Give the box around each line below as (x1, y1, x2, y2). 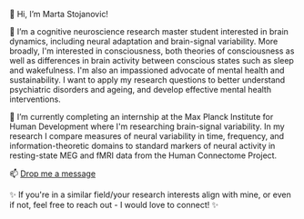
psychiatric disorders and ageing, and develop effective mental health (9, 85, 271, 95)
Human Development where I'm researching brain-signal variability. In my (9, 121, 285, 132)
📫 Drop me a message (9, 168, 96, 179)
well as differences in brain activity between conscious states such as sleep (9, 55, 294, 65)
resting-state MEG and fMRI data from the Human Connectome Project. (9, 150, 278, 161)
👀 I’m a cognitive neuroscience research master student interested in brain (9, 26, 289, 36)
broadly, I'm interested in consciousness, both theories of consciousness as (9, 45, 295, 56)
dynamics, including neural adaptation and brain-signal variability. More (9, 36, 279, 46)
